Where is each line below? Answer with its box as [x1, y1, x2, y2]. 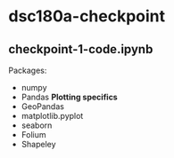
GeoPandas [21, 101, 64, 112]
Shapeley [21, 139, 56, 149]
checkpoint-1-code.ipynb [8, 42, 153, 57]
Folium [21, 130, 46, 139]
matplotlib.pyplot [21, 111, 84, 121]
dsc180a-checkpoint [8, 6, 166, 27]
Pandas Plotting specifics [21, 91, 118, 102]
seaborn [21, 120, 53, 130]
